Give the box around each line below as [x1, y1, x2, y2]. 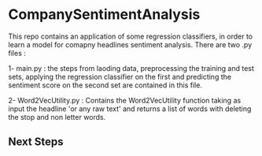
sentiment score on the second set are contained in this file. [8, 80, 203, 90]
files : [8, 48, 26, 58]
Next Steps [8, 136, 64, 149]
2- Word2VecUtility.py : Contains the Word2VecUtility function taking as [8, 95, 242, 105]
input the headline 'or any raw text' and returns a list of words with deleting [8, 104, 252, 113]
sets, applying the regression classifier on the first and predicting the [8, 72, 232, 81]
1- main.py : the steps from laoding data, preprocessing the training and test [8, 63, 254, 72]
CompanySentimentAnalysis [8, 6, 201, 24]
